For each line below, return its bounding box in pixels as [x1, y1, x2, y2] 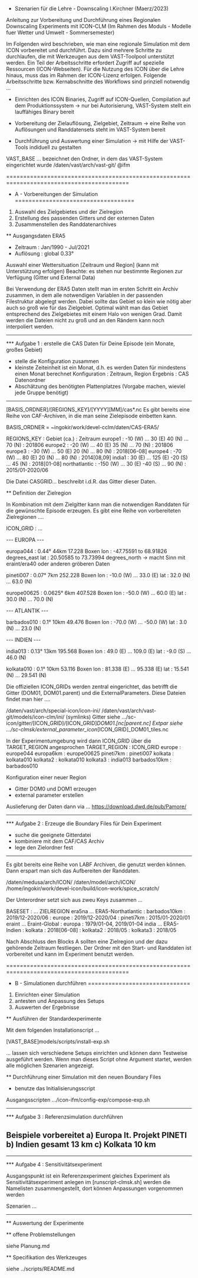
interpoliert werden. [6, 323, 54, 330]
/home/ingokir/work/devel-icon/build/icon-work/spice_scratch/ [6, 885, 160, 892]
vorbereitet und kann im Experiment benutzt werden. [6, 950, 134, 957]
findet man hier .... [6, 696, 51, 702]
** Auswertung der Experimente [6, 1219, 84, 1227]
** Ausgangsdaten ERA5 [6, 233, 66, 239]
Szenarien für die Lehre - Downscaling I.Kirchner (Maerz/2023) [14, 5, 169, 12]
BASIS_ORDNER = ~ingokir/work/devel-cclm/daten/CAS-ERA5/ [6, 424, 159, 430]
